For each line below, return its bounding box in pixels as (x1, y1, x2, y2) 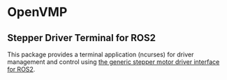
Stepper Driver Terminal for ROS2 (7, 32, 156, 44)
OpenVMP (7, 4, 68, 20)
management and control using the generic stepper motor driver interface (7, 58, 220, 66)
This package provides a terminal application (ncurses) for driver (7, 50, 194, 58)
